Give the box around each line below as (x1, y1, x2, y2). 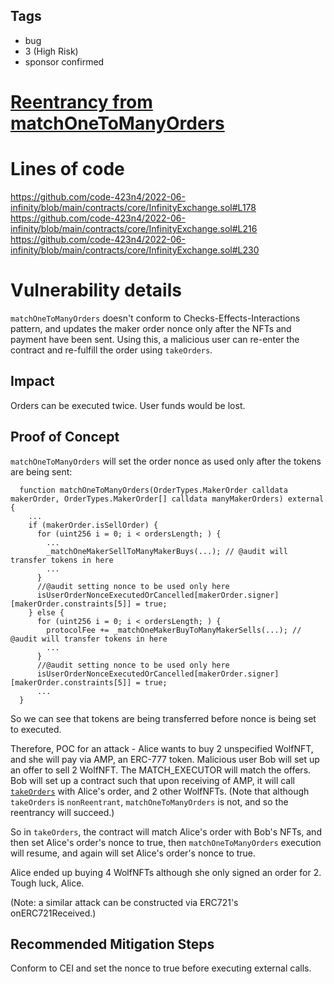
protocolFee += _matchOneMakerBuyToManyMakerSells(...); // (46, 625, 302, 635)
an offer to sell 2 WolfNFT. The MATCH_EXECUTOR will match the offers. (10, 764, 312, 776)
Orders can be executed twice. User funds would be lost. (10, 399, 246, 411)
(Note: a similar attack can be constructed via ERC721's (10, 896, 239, 908)
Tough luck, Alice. (10, 877, 85, 889)
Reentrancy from (10, 91, 153, 113)
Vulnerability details (10, 279, 182, 302)
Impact (10, 373, 55, 390)
